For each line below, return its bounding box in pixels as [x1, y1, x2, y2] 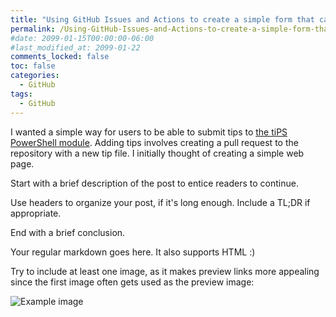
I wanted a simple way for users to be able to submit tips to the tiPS [10, 126, 288, 138]
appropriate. [10, 207, 62, 219]
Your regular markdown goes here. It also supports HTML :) [10, 246, 256, 258]
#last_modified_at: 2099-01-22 [10, 42, 141, 53]
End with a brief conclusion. [10, 226, 126, 238]
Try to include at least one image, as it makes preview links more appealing [10, 265, 320, 277]
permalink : [10, 24, 56, 34]
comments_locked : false [10, 52, 110, 62]
